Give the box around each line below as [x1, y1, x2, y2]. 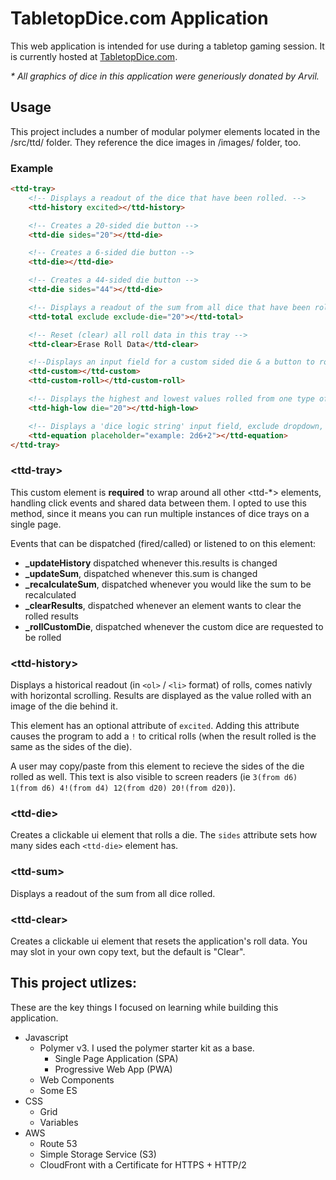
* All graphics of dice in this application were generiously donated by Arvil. [10, 70, 320, 82]
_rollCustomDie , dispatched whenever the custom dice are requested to [24, 620, 324, 632]
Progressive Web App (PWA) [54, 1063, 173, 1075]
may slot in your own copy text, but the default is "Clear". [10, 945, 246, 957]
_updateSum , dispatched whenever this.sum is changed [24, 567, 258, 579]
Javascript [24, 1031, 69, 1043]
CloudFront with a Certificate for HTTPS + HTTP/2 [39, 1158, 247, 1171]
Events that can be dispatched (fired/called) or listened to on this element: [10, 537, 316, 549]
